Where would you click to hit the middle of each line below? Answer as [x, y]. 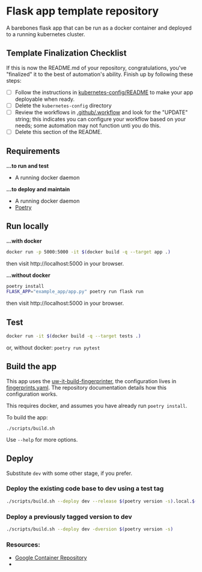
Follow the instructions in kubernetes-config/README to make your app [104, 92]
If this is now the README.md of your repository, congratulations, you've [96, 68]
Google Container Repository [51, 558]
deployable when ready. [45, 99]
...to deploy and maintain [38, 189]
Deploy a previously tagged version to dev [69, 516]
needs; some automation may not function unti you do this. [88, 126]
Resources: [23, 544]
